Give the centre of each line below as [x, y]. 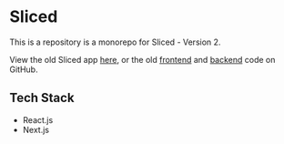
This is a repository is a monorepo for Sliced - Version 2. [115, 42]
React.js [38, 119]
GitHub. [24, 69]
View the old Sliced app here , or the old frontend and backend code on [142, 59]
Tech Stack [42, 98]
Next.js [36, 129]
